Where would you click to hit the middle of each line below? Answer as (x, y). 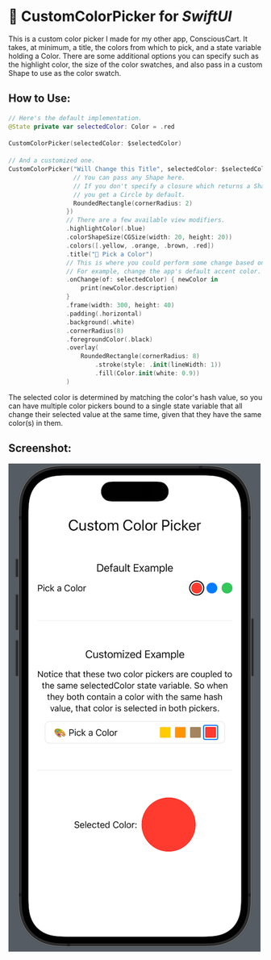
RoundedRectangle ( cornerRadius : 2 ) (133, 203)
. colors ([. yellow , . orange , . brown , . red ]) (140, 245)
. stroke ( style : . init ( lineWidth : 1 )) (158, 365)
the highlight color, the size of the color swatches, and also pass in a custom (135, 65)
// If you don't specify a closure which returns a (162, 186)
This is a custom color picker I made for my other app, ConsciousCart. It (128, 39)
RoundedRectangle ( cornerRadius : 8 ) (140, 357)
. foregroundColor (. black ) (109, 339)
